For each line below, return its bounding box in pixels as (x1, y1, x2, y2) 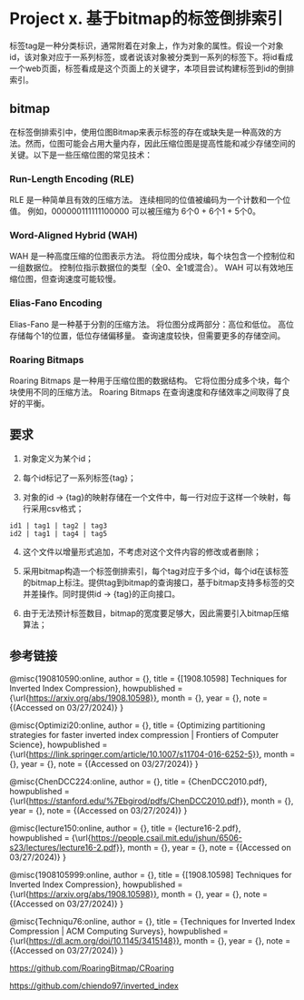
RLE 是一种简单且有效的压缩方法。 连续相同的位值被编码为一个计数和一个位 (9, 195, 291, 206)
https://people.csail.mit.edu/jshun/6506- (90, 832, 243, 843)
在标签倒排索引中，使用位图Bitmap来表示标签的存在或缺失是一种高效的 (9, 126, 274, 137)
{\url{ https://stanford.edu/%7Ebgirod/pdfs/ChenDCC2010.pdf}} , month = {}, (9, 795, 294, 806)
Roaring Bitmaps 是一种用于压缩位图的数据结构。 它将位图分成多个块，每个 (9, 375, 290, 386)
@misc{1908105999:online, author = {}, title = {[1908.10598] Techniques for (9, 869, 292, 880)
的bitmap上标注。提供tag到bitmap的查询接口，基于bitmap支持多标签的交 (22, 577, 295, 588)
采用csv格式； (30, 502, 84, 514)
